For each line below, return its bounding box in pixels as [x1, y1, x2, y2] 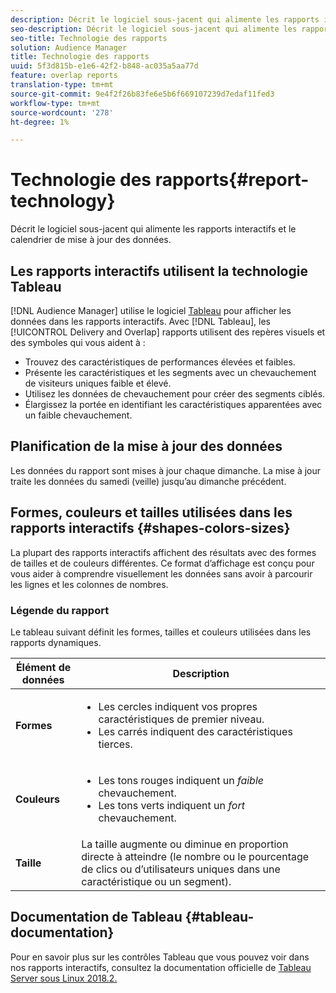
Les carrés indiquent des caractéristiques [98, 724, 293, 738]
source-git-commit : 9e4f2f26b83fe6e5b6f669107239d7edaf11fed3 [10, 89, 275, 99]
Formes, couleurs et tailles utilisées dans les [10, 504, 293, 521]
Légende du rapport [10, 603, 110, 617]
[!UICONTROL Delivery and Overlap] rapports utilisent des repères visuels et [10, 326, 326, 338]
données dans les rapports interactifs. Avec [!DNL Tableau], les [10, 316, 271, 327]
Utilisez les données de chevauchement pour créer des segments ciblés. [24, 388, 326, 400]
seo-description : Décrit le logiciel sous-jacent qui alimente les [10, 24, 298, 34]
